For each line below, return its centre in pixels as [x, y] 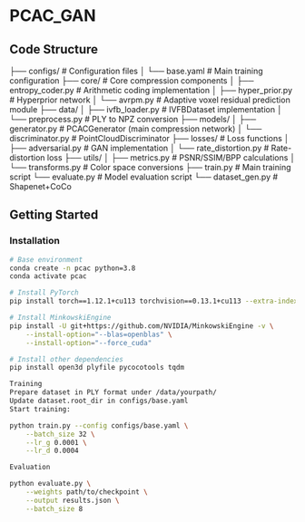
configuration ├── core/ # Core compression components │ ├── [132, 81]
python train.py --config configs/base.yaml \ [99, 425]
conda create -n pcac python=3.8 [73, 268]
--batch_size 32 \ [60, 434]
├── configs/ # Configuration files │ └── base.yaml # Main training [136, 71]
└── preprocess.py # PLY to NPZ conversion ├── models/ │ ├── [133, 119]
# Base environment [46, 259]
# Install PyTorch [44, 293]
